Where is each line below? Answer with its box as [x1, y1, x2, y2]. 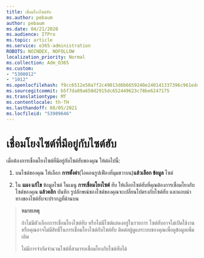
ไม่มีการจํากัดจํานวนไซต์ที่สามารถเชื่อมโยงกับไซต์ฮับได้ [21, 245, 127, 253]
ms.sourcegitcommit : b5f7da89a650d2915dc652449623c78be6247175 [6, 88, 170, 94]
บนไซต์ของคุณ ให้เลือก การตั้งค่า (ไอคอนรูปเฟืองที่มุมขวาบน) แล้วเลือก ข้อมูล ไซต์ [15, 169, 174, 177]
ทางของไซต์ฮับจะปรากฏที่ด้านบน [15, 195, 79, 202]
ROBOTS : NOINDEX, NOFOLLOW [6, 49, 75, 55]
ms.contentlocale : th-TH [6, 99, 69, 105]
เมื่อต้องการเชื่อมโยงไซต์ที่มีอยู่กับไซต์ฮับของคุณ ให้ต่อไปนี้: [6, 157, 120, 165]
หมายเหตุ [21, 207, 40, 214]
